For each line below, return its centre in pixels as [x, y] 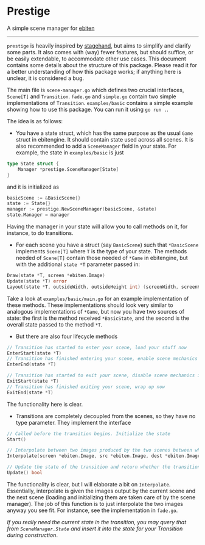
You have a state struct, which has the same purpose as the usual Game [104, 133]
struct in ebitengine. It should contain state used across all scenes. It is [105, 139]
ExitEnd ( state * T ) [30, 392]
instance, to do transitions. [40, 233]
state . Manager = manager [38, 215]
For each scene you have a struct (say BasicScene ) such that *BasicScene [107, 245]
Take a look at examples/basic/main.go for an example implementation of [98, 298]
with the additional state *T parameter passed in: [78, 264]
